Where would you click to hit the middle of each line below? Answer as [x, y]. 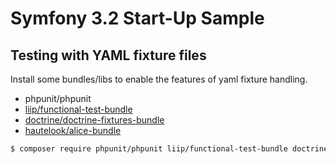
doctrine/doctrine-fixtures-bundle [94, 120]
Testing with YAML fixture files [108, 55]
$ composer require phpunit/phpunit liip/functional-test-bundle [149, 149]
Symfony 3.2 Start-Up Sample [137, 18]
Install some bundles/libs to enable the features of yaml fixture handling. [159, 79]
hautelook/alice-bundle [73, 130]
